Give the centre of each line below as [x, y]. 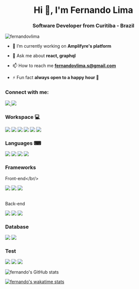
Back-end [15, 203]
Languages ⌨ [23, 143]
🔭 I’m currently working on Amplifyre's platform [62, 46]
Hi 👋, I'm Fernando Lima [83, 10]
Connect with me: [27, 93]
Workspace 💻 [23, 117]
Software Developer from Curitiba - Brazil [83, 26]
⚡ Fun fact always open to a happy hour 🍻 [56, 78]
